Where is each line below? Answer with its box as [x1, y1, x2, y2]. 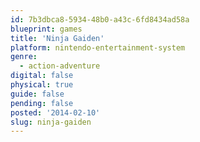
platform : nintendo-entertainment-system [10, 42, 186, 53]
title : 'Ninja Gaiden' [10, 33, 105, 43]
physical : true [10, 80, 74, 90]
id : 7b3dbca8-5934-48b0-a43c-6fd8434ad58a [10, 14, 190, 25]
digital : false [10, 71, 74, 81]
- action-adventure [19, 61, 101, 71]
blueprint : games [10, 24, 83, 34]
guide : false [10, 89, 65, 99]
